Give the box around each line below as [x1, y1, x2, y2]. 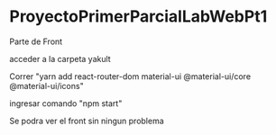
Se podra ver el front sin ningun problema [9, 115, 164, 126]
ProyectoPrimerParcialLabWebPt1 [9, 6, 268, 27]
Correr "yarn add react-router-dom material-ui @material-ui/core [9, 70, 251, 82]
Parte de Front [9, 36, 63, 47]
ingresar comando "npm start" [9, 97, 123, 109]
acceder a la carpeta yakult [9, 53, 111, 64]
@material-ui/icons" [9, 80, 84, 91]
